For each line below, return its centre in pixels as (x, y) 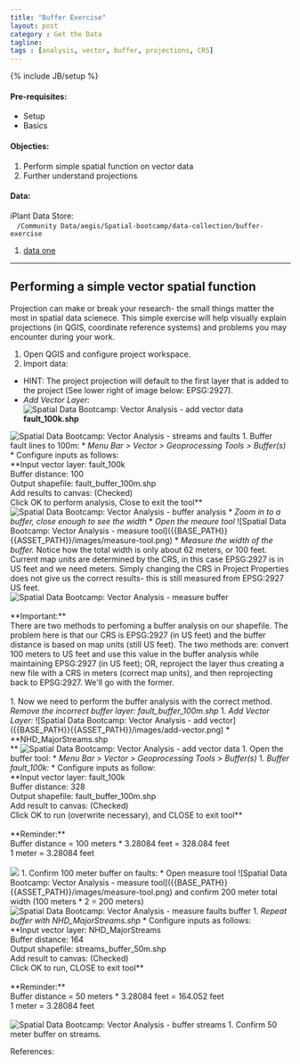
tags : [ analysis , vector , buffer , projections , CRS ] (112, 51)
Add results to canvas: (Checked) (71, 492)
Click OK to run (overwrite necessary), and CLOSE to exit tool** (126, 815)
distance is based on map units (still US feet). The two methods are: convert (150, 644)
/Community (36, 226)
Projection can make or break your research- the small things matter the (142, 308)
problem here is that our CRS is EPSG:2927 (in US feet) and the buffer (138, 635)
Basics (35, 126)
